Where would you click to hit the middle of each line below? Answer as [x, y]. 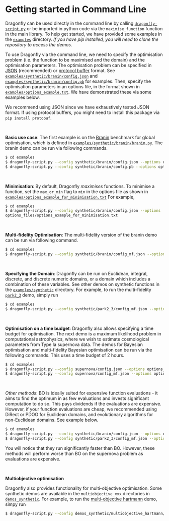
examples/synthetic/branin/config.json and [52, 76]
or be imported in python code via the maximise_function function [95, 28]
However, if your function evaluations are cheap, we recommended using [81, 409]
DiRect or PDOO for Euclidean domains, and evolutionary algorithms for [79, 415]
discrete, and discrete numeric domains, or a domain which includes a [78, 279]
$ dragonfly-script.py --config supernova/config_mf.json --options [78, 374]
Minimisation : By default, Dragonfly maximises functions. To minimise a [80, 186]
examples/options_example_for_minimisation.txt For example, [70, 197]
